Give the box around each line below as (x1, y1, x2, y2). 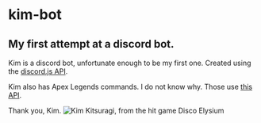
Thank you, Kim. (8, 106, 62, 115)
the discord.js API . (8, 67, 68, 76)
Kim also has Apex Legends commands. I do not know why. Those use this (8, 82, 252, 91)
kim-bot (8, 6, 62, 24)
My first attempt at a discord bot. (8, 37, 175, 51)
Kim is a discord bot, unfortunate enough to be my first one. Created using (8, 58, 251, 67)
